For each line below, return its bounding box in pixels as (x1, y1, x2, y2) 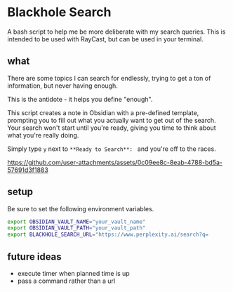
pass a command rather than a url (17, 277, 116, 285)
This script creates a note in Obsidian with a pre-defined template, (7, 108, 199, 117)
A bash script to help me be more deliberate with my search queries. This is (7, 27, 226, 36)
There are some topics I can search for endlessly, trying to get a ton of (7, 74, 211, 82)
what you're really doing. (7, 131, 79, 139)
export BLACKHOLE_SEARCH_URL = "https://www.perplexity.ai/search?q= (7, 231, 209, 239)
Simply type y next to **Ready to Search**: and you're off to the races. (7, 145, 216, 153)
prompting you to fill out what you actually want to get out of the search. (7, 116, 216, 124)
